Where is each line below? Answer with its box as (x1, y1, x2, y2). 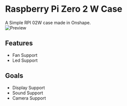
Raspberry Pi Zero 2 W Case (5, 3, 123, 15)
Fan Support (12, 52, 38, 58)
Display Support (12, 84, 45, 90)
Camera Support (12, 95, 46, 101)
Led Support (12, 57, 38, 63)
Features (5, 39, 33, 48)
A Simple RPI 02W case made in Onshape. (5, 20, 91, 26)
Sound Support (12, 90, 43, 96)
